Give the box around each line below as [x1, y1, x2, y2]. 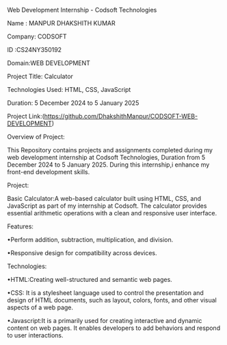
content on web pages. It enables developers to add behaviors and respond [7, 324, 221, 332]
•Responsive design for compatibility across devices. [7, 249, 157, 257]
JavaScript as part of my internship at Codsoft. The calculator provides [7, 202, 207, 210]
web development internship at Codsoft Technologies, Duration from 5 [7, 154, 206, 161]
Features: [7, 222, 34, 230]
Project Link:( [7, 112, 44, 120]
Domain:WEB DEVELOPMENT [7, 59, 91, 67]
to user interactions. [7, 331, 64, 339]
